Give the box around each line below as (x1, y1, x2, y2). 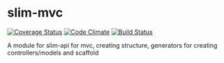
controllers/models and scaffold (7, 48, 99, 57)
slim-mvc (7, 5, 64, 21)
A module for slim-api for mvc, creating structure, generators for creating (7, 41, 218, 49)
